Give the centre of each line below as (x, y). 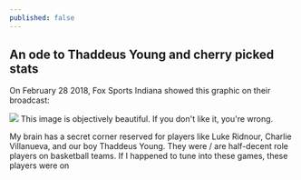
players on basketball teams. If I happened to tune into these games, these (149, 156)
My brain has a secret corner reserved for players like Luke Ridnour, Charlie (150, 136)
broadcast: (29, 100)
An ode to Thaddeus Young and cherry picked (142, 55)
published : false (42, 18)
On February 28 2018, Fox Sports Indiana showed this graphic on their (140, 91)
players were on (39, 165)
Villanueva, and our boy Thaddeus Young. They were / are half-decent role (149, 146)
